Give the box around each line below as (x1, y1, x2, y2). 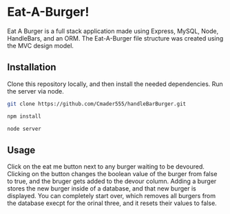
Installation (7, 61, 56, 73)
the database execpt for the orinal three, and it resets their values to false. (7, 199, 217, 207)
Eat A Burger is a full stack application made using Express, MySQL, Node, (7, 27, 219, 35)
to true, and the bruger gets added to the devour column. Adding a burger (7, 177, 217, 186)
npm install (7, 113, 41, 120)
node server (7, 125, 41, 132)
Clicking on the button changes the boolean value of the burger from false (7, 170, 218, 178)
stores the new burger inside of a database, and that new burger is (7, 184, 196, 193)
